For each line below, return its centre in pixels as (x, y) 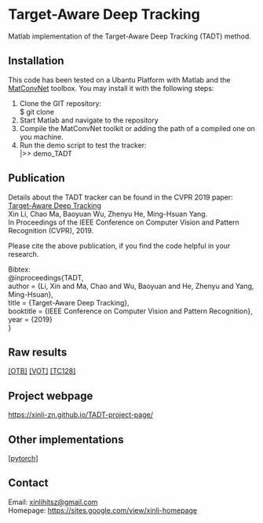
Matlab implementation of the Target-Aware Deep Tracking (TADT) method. (130, 36)
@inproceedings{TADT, (46, 277)
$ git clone (37, 112)
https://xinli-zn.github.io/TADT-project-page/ (80, 415)
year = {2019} (30, 319)
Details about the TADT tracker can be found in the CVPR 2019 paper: (121, 197)
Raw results (38, 352)
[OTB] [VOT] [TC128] (42, 371)
